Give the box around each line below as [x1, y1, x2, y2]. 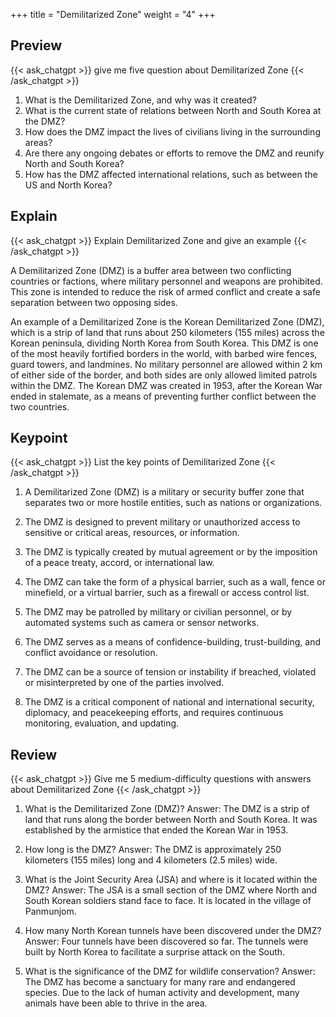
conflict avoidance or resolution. [24, 647, 158, 659]
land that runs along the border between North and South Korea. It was [24, 814, 318, 826]
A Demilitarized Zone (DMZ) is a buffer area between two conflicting [10, 264, 292, 276]
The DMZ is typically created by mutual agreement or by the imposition [24, 546, 318, 558]
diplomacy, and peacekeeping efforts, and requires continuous [24, 707, 284, 719]
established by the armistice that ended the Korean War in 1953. [24, 824, 289, 836]
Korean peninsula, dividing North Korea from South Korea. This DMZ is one [10, 337, 319, 349]
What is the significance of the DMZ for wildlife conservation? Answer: [24, 965, 316, 978]
